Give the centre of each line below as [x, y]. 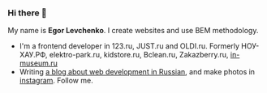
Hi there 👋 [28, 13]
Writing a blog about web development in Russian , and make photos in [137, 72]
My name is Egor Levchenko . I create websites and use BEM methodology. [133, 31]
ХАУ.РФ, [33, 55]
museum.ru [39, 63]
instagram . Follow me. [56, 81]
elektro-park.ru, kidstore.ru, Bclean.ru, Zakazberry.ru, [139, 55]
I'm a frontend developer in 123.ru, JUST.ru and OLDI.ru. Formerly [129, 46]
